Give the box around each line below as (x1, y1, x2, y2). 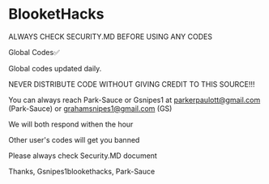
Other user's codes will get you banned (8, 135, 140, 144)
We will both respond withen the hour (8, 119, 134, 129)
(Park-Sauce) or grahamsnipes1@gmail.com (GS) (8, 103, 173, 113)
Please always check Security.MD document (8, 151, 158, 160)
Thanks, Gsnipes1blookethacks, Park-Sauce (8, 166, 156, 176)
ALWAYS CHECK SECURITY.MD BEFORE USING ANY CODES (8, 32, 213, 41)
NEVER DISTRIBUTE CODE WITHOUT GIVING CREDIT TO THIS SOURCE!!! (8, 79, 255, 89)
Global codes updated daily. (8, 63, 102, 73)
